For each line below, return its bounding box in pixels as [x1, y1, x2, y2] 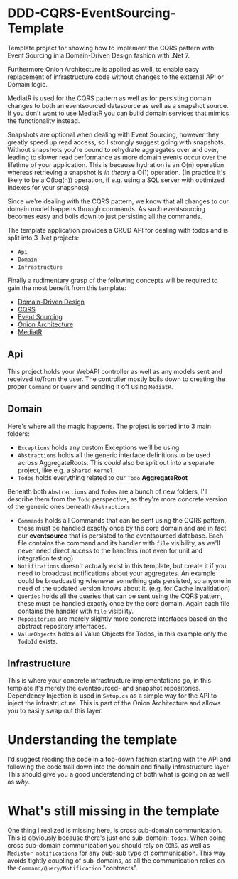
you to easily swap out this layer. [7, 706, 103, 715]
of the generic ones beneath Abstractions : [7, 502, 133, 511]
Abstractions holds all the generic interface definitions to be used [17, 450, 211, 459]
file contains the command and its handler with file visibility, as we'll [17, 538, 220, 547]
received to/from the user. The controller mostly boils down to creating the [7, 375, 226, 383]
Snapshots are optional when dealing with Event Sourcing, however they [7, 130, 220, 139]
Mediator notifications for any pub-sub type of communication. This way [7, 848, 226, 858]
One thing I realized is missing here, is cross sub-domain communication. [7, 826, 222, 835]
